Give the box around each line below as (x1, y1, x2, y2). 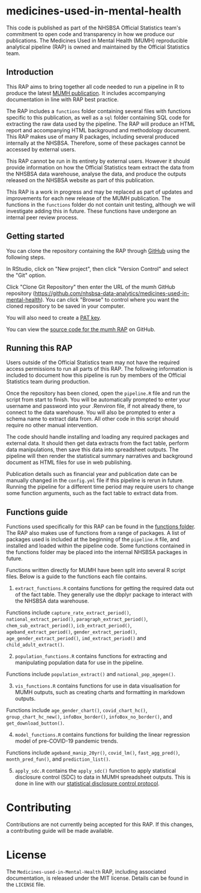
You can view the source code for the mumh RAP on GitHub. (6, 326, 156, 333)
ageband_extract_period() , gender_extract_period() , (6, 628, 137, 635)
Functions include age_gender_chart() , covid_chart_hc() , (6, 707, 148, 714)
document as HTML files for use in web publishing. (6, 459, 132, 466)
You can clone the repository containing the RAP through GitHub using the (6, 247, 190, 254)
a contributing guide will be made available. (6, 827, 114, 835)
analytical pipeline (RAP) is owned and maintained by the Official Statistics (6, 43, 190, 50)
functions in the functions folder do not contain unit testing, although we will (6, 201, 196, 208)
